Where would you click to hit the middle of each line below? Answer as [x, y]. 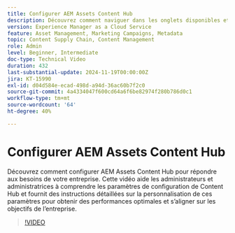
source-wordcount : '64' [42, 105]
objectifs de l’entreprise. [42, 209]
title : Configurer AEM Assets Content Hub [70, 14]
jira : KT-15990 [29, 79]
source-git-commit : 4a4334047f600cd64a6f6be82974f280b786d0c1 [100, 92]
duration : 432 [28, 66]
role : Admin [24, 46]
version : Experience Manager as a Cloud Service [79, 27]
